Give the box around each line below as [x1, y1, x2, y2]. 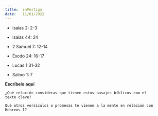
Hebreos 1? [5, 107, 27, 112]
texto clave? [5, 95, 32, 100]
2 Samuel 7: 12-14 [12, 43, 48, 49]
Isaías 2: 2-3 [12, 25, 37, 30]
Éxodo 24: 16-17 [12, 53, 45, 58]
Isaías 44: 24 [12, 34, 38, 40]
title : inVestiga [5, 7, 42, 12]
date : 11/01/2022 [5, 12, 45, 16]
